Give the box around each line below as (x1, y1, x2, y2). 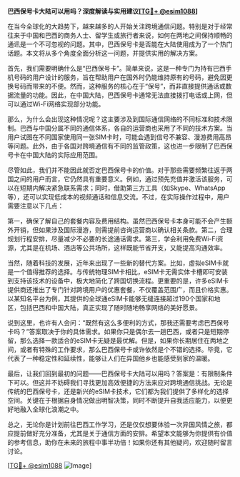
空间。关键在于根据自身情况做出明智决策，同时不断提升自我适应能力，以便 (7, 396, 226, 404)
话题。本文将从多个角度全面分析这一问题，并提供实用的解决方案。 (7, 49, 201, 57)
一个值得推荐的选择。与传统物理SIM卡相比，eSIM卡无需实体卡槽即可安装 (13, 268, 228, 276)
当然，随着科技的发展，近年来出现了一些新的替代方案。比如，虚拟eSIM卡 (7, 258, 223, 267)
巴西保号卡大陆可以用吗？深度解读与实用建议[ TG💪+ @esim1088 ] (7, 7, 199, 15)
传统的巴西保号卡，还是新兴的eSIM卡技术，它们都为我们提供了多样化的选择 (7, 387, 229, 396)
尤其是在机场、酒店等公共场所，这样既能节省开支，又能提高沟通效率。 (19, 243, 226, 252)
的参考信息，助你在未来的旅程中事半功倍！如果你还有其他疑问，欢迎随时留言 (7, 438, 233, 446)
